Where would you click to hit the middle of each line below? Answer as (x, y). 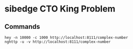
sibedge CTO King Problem (60, 9)
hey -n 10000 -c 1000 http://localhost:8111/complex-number (66, 37)
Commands (22, 27)
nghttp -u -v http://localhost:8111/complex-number (58, 42)
